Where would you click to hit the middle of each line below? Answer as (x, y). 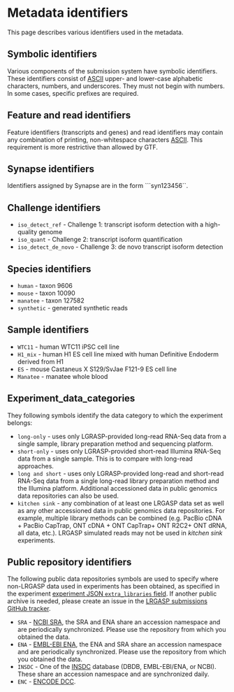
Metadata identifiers (68, 13)
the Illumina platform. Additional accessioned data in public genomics (117, 488)
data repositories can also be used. (68, 496)
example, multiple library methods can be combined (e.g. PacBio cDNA (119, 518)
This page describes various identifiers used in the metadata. (95, 32)
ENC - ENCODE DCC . (46, 682)
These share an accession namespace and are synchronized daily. (113, 674)
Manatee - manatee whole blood (63, 376)
